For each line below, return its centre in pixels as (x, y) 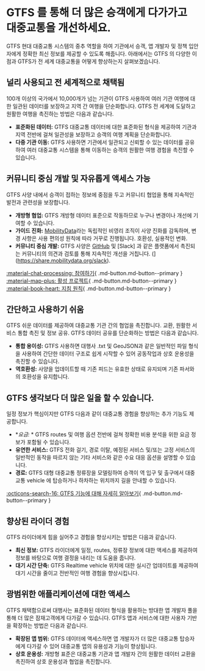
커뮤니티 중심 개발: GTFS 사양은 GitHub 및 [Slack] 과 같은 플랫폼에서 (97, 246)
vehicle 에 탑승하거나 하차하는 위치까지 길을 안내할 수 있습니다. (102, 480)
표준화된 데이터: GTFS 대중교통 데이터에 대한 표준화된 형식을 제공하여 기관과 (106, 127)
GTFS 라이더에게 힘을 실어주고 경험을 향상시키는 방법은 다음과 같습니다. (92, 537)
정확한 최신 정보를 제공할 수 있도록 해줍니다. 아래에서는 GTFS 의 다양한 (106, 53)
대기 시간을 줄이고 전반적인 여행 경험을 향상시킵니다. (77, 573)
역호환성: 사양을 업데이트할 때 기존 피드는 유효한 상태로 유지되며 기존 (97, 369)
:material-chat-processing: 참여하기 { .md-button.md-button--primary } (95, 273)
